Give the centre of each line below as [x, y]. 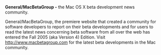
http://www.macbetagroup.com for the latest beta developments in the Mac [80, 42]
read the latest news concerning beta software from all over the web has [78, 32]
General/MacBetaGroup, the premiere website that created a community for [80, 22]
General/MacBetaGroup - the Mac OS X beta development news [70, 7]
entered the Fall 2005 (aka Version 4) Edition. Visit [55, 37]
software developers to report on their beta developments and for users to [79, 27]
